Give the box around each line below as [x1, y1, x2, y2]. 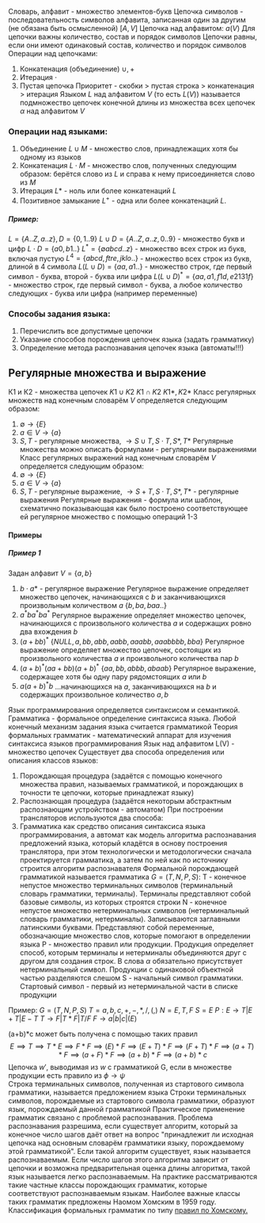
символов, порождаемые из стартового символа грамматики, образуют [8, 1096, 255, 1106]
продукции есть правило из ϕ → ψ [8, 1071, 126, 1080]
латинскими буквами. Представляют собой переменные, [19, 923, 215, 932]
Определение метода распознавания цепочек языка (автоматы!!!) [19, 343, 244, 353]
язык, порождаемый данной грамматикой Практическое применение [8, 1105, 245, 1114]
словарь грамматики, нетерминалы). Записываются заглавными [19, 915, 240, 924]
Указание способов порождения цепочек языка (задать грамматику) [19, 334, 255, 344]
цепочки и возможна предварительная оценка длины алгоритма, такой [8, 1164, 251, 1173]
